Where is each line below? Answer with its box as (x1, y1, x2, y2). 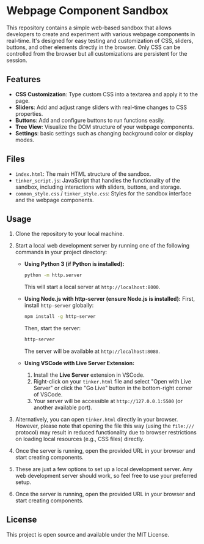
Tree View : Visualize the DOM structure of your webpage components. (15, 123, 194, 130)
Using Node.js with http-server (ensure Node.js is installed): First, (24, 295, 195, 303)
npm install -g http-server (24, 314, 96, 320)
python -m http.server (24, 272, 82, 279)
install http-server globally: (24, 301, 94, 309)
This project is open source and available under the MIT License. (6, 531, 170, 538)
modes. (15, 136, 35, 143)
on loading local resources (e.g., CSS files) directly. (15, 436, 145, 442)
